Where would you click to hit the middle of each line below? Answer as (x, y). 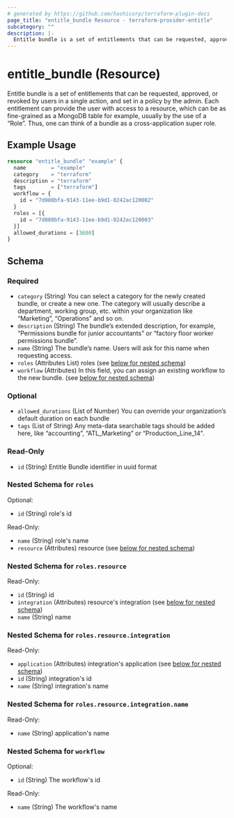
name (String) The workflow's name (67, 807)
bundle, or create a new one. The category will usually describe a (111, 303)
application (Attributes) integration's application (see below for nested (119, 664)
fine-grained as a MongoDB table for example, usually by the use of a (107, 116)
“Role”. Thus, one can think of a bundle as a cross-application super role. (112, 124)
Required (23, 281)
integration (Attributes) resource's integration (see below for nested (116, 602)
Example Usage (42, 145)
